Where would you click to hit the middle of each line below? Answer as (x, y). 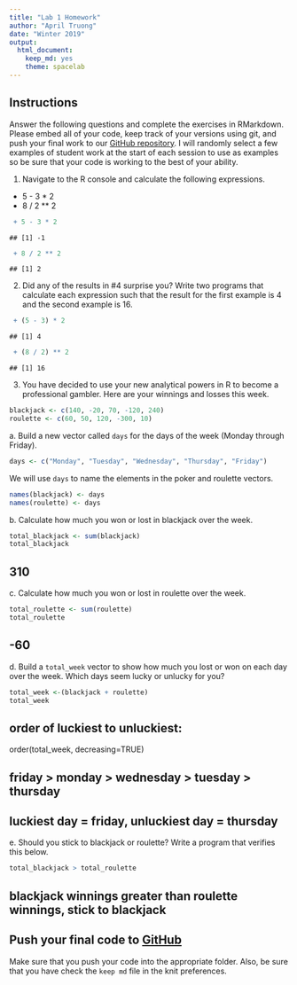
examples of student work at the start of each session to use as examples (144, 152)
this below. (29, 852)
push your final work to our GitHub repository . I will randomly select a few (144, 143)
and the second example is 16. (77, 305)
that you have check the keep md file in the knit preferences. (118, 971)
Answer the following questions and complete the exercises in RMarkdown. (146, 124)
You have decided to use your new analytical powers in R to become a (150, 385)
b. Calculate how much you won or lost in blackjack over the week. (131, 520)
